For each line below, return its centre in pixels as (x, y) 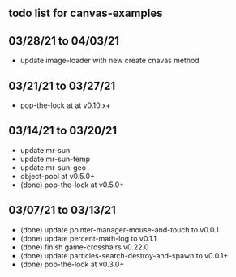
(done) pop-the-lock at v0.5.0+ (72, 185)
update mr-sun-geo (53, 167)
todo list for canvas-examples (86, 13)
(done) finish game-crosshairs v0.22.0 (84, 247)
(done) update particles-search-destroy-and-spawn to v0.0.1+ (124, 255)
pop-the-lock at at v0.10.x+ (65, 105)
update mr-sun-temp (55, 159)
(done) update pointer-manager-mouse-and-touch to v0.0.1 (119, 229)
